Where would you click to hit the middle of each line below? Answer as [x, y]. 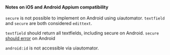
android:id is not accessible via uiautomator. [52, 48]
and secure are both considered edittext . [49, 23]
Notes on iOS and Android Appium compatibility [57, 7]
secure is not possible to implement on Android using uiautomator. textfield [85, 18]
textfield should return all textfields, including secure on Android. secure [82, 33]
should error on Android [30, 38]
